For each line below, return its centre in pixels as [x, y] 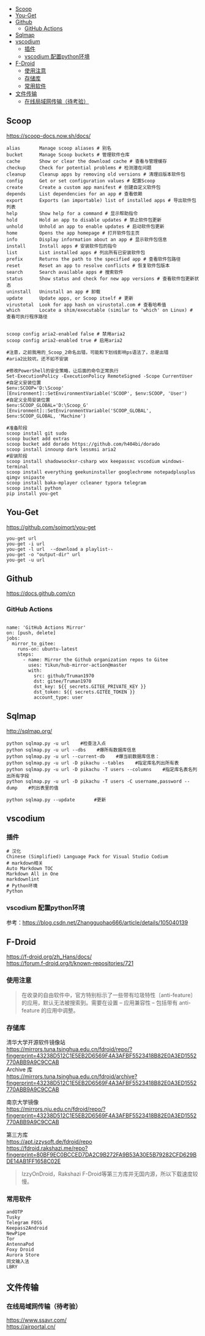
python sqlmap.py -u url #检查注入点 [56, 743]
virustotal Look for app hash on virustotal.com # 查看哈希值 [86, 305]
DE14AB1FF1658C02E [34, 1161]
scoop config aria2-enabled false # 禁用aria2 [66, 334]
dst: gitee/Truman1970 [62, 681]
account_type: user [58, 697]
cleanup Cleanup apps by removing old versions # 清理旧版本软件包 [96, 174]
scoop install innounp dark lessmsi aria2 [61, 449]
